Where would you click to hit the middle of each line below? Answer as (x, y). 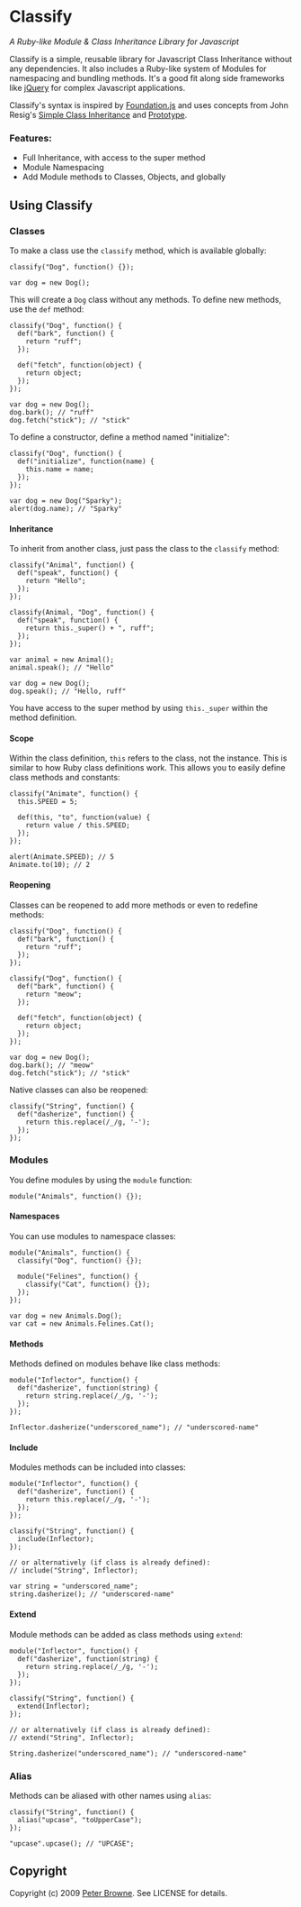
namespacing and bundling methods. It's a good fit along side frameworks (147, 78)
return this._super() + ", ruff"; (90, 628)
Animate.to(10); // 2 (50, 865)
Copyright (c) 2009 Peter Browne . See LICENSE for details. (118, 1893)
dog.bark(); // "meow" (52, 1065)
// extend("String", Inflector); (72, 1738)
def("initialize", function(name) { (86, 461)
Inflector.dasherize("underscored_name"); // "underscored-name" (134, 1428)
